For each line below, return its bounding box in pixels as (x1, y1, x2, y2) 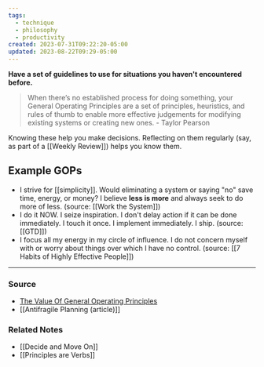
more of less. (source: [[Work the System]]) (19, 202, 161, 211)
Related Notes (8, 325, 64, 336)
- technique (15, 19, 55, 27)
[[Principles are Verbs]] (19, 351, 96, 360)
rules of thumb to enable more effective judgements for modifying (27, 110, 241, 118)
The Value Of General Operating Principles (19, 296, 158, 306)
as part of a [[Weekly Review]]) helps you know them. (8, 142, 182, 151)
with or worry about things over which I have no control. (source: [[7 (19, 243, 241, 253)
